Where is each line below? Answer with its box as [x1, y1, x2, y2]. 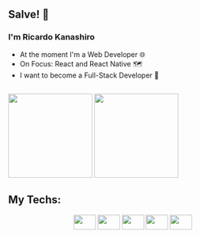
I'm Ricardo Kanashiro [8, 32, 95, 43]
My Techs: [8, 193, 62, 206]
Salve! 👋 [8, 8, 50, 21]
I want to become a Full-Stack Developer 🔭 [19, 70, 160, 80]
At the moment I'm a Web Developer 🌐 [19, 49, 145, 59]
